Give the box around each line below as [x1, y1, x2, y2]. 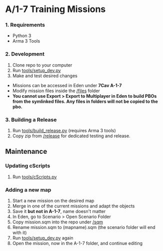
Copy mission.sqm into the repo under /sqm [12, 219, 103, 225]
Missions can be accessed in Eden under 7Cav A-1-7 [12, 82, 122, 88]
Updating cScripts [5, 162, 50, 169]
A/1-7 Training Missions [5, 4, 106, 15]
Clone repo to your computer [12, 62, 72, 68]
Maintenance [5, 147, 47, 156]
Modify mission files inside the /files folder [12, 88, 100, 94]
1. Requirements [5, 22, 45, 29]
